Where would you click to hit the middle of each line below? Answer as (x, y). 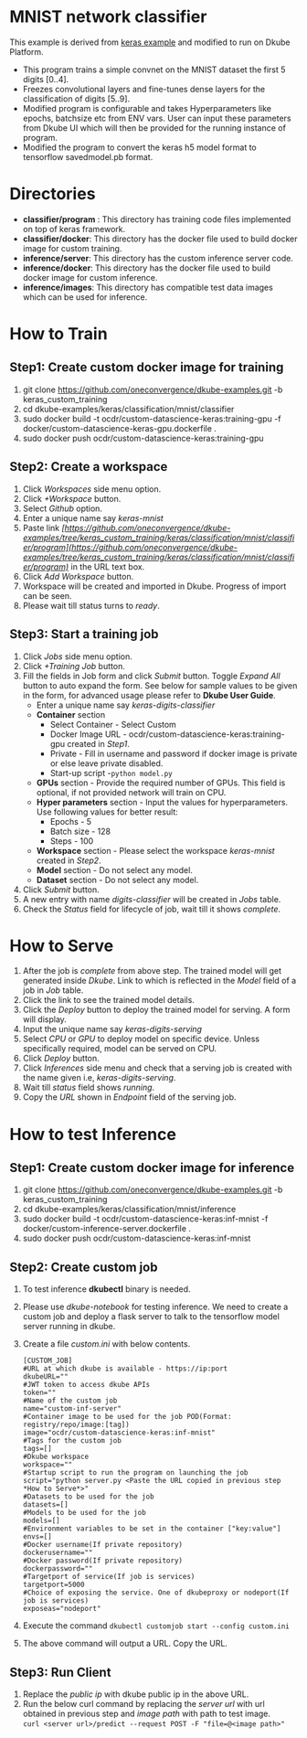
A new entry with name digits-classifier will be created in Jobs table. (152, 899)
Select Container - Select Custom (113, 724)
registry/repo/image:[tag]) (76, 1425)
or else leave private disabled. (106, 763)
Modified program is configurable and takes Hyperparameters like (147, 108)
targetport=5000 (53, 1585)
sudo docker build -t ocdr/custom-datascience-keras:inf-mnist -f (145, 1219)
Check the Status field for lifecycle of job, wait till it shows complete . (152, 909)
